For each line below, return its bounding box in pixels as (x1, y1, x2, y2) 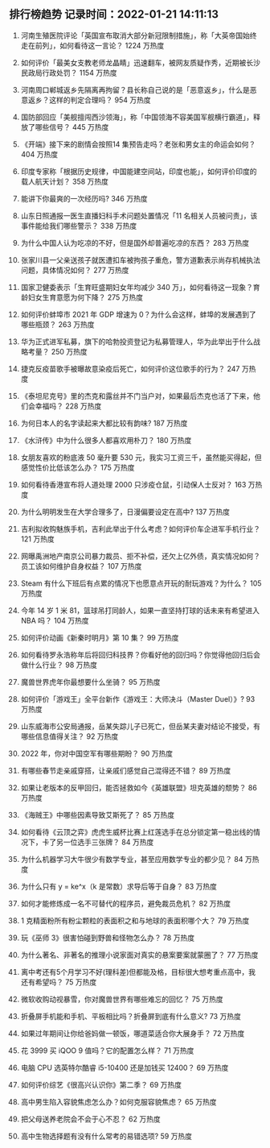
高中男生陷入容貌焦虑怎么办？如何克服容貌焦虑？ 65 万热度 (20, 1096, 217, 1106)
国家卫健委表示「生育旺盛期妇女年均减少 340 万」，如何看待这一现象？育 (20, 282, 260, 292)
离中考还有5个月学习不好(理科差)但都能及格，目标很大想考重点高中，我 (20, 967, 256, 976)
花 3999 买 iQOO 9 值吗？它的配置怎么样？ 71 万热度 (20, 1046, 194, 1055)
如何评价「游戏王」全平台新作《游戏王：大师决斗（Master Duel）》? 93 (20, 694, 256, 703)
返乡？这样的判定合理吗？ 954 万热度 (27, 95, 151, 105)
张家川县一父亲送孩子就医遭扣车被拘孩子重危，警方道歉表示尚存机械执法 (20, 255, 260, 264)
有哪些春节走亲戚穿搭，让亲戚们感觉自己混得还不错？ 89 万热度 (20, 765, 231, 775)
